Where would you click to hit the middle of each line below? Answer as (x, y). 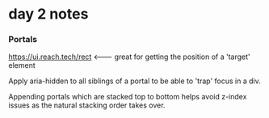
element (22, 65)
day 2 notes (48, 14)
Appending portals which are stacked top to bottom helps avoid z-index (128, 97)
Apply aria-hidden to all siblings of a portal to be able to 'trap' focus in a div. (134, 81)
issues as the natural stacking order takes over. (87, 105)
